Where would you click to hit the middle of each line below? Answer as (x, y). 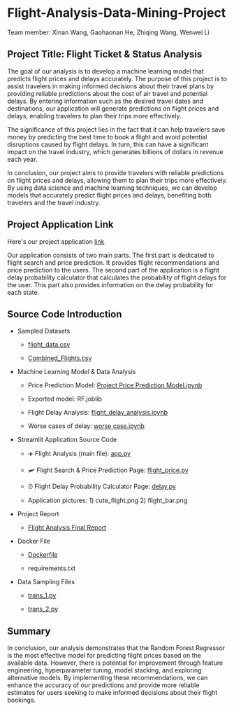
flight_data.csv (49, 345)
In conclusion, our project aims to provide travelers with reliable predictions (116, 172)
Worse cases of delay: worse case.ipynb (86, 426)
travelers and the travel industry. (54, 202)
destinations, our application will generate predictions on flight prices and (113, 108)
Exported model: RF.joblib (65, 399)
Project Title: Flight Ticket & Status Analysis (105, 54)
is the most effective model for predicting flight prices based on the (104, 656)
